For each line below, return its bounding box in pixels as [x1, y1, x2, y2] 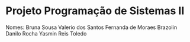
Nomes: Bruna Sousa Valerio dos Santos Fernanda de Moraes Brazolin [5, 24, 178, 31]
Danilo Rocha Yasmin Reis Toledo [5, 30, 87, 37]
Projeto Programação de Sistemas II [5, 4, 185, 18]
